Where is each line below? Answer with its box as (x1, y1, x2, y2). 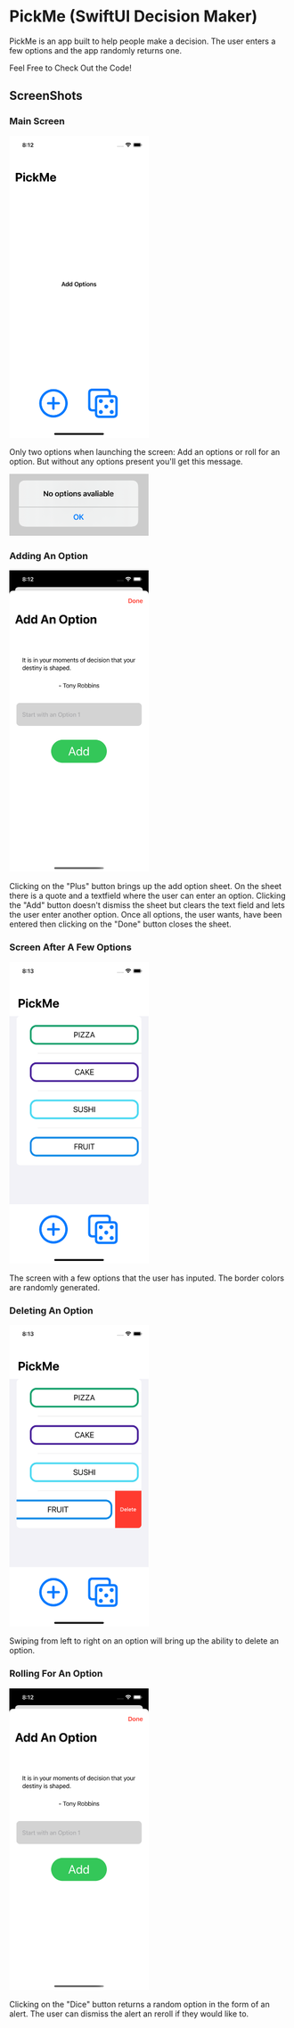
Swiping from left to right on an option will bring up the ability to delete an (9, 1636, 279, 1646)
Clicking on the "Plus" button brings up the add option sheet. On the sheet (9, 881, 282, 892)
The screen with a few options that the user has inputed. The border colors (9, 1273, 285, 1283)
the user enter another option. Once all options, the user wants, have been (9, 910, 282, 920)
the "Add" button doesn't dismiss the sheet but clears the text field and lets (9, 900, 285, 911)
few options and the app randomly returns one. (9, 45, 183, 55)
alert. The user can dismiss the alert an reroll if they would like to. (9, 2008, 249, 2019)
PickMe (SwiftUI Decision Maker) (9, 6, 258, 27)
